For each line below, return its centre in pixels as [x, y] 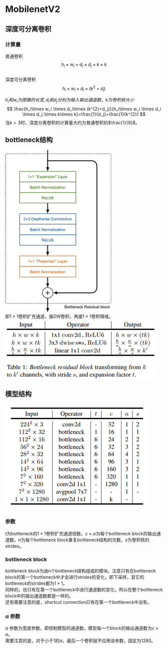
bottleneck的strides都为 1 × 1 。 [36, 583]
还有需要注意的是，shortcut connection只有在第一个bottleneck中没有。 [78, 602]
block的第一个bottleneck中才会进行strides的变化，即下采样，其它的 [75, 577]
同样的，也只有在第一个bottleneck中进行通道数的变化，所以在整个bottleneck [84, 590]
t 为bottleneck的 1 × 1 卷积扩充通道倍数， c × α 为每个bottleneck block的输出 [81, 533]
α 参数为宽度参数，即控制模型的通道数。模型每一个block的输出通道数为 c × [82, 628]
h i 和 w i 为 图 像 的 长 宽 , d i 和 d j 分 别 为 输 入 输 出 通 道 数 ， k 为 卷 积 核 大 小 [70, 100]
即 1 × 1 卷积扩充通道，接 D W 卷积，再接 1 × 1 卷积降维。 [59, 316]
